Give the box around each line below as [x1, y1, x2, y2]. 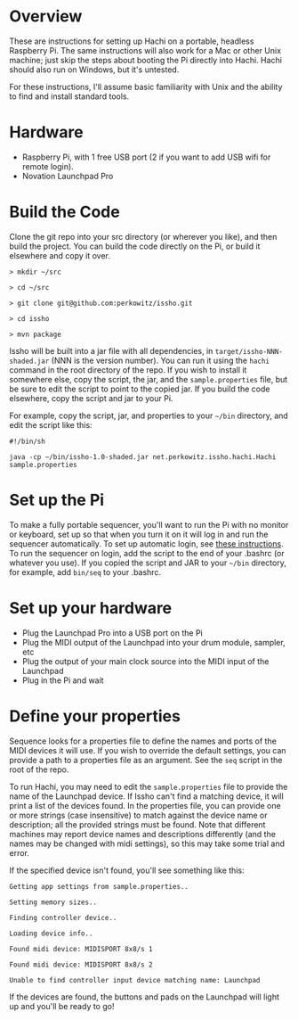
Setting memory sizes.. [9, 898, 98, 907]
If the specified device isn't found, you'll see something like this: [9, 865, 245, 876]
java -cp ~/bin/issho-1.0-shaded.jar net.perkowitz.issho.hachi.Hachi [9, 452, 277, 461]
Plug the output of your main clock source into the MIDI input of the [21, 655, 270, 666]
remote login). [21, 160, 74, 171]
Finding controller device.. [9, 913, 117, 922]
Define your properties [9, 706, 181, 726]
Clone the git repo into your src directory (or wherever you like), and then [9, 231, 278, 242]
